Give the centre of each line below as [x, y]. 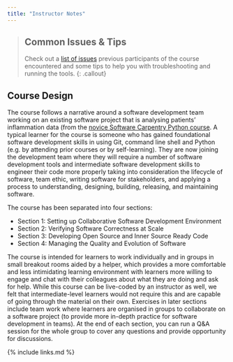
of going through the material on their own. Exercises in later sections [107, 302]
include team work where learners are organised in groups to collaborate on [116, 309]
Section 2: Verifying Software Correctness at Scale [90, 229]
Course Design [40, 95]
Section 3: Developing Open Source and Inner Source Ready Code [113, 236]
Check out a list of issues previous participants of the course [112, 59]
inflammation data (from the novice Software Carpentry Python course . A [112, 127]
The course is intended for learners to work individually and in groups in [111, 257]
